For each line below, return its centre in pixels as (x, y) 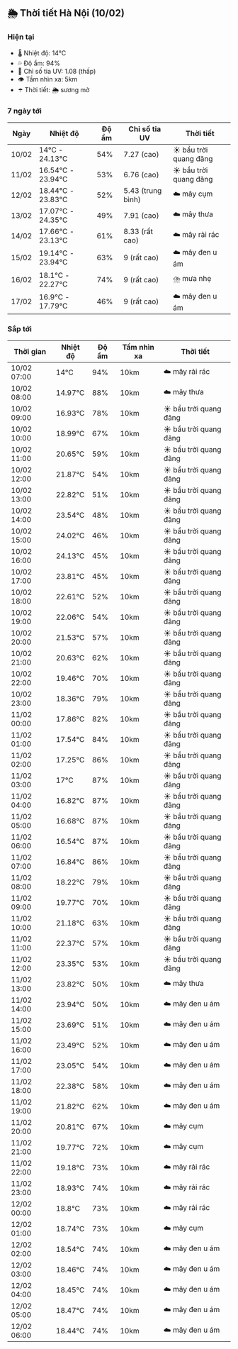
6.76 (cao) (141, 174)
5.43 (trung (143, 190)
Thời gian (30, 352)
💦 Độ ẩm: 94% (39, 63)
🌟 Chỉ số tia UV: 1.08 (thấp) (57, 71)
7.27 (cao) (141, 154)
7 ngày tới (25, 111)
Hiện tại (21, 37)
